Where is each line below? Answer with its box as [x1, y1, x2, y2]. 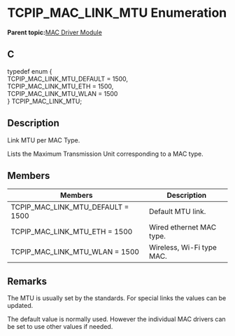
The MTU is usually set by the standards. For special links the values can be [7, 294, 227, 302]
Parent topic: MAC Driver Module [7, 28, 103, 36]
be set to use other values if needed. [7, 323, 113, 331]
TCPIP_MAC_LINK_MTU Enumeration [7, 5, 227, 21]
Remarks [7, 275, 48, 287]
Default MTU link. [149, 207, 206, 217]
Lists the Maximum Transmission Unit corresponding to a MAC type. [7, 149, 204, 158]
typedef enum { [7, 67, 52, 75]
